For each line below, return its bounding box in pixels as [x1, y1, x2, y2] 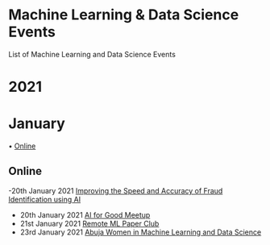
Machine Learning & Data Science [8, 6, 239, 24]
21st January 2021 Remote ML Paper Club [19, 218, 160, 228]
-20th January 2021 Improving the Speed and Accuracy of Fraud [8, 185, 223, 195]
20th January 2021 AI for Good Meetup [19, 210, 151, 219]
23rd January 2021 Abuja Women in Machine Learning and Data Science [19, 227, 262, 237]
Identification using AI [8, 194, 81, 204]
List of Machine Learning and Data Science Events [8, 49, 176, 59]
